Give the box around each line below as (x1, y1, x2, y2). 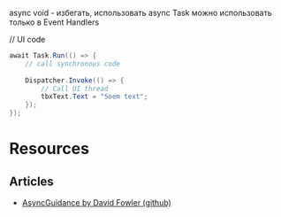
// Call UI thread (41, 84, 109, 93)
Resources (9, 139, 90, 159)
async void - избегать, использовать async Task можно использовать (9, 8, 272, 18)
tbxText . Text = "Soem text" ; (41, 92, 148, 101)
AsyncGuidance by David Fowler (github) (21, 198, 172, 207)
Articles (9, 174, 55, 189)
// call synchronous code (25, 59, 121, 68)
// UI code (9, 35, 46, 44)
